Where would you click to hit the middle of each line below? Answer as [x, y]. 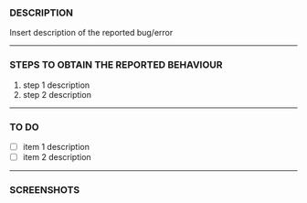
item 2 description [57, 156]
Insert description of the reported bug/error [91, 33]
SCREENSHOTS [45, 189]
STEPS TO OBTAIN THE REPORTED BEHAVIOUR [116, 65]
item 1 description [56, 146]
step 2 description [57, 94]
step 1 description [56, 85]
